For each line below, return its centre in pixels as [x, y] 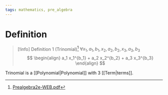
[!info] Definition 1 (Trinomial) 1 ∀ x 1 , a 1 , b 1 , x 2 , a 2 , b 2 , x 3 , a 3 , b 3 [79, 49]
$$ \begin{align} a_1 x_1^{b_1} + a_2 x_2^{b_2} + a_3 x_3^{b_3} [90, 58]
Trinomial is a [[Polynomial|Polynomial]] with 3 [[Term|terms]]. [69, 73]
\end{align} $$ [90, 63]
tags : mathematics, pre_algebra [39, 10]
